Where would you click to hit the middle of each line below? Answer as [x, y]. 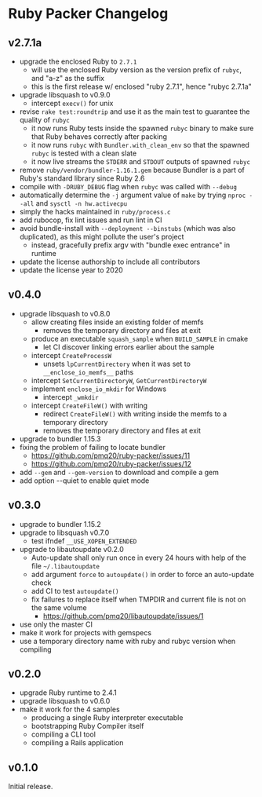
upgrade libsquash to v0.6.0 [65, 701]
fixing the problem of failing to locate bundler [93, 447]
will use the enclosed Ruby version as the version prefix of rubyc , [136, 70]
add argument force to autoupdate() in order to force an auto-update [143, 574]
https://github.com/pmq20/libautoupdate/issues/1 [123, 616]
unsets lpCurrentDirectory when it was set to [116, 364]
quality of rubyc [45, 120]
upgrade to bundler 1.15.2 [60, 524]
